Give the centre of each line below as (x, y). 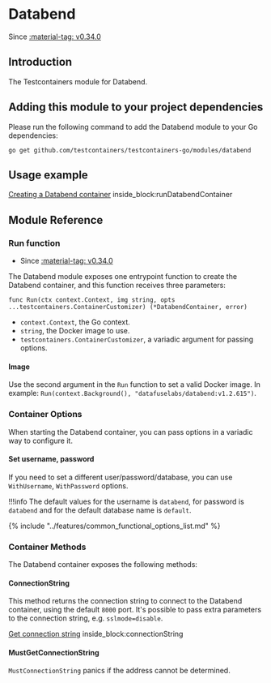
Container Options (45, 415)
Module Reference (56, 220)
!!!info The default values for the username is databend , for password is (126, 501)
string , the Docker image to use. (75, 331)
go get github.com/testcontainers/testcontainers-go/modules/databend (130, 150)
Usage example (49, 175)
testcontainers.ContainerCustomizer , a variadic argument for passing (137, 339)
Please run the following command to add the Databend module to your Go (133, 127)
